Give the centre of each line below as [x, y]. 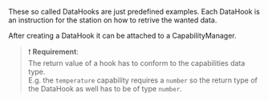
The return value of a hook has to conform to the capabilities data [136, 63]
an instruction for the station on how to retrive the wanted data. [113, 20]
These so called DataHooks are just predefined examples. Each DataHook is [134, 12]
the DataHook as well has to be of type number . [105, 89]
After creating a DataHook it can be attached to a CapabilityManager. [122, 36]
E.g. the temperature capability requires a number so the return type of [143, 80]
